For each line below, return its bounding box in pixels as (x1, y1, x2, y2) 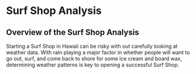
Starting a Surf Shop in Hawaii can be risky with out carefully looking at (6, 43, 178, 50)
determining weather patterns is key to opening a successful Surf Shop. (6, 61, 180, 68)
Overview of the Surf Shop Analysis (6, 27, 139, 37)
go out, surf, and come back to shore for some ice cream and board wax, (6, 55, 183, 62)
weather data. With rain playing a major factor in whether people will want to (6, 49, 190, 56)
